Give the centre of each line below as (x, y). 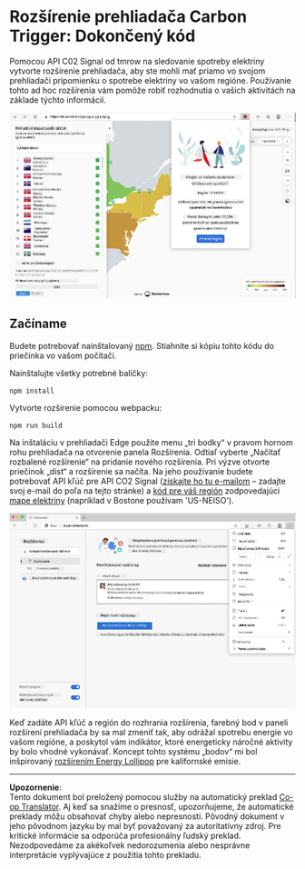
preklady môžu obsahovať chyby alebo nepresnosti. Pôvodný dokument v (147, 816)
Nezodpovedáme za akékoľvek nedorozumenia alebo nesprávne (130, 845)
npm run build (36, 425)
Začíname (39, 324)
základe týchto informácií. (58, 100)
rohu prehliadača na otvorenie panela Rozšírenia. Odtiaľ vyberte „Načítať (145, 452)
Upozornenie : (35, 787)
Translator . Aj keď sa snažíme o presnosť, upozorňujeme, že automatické (157, 806)
